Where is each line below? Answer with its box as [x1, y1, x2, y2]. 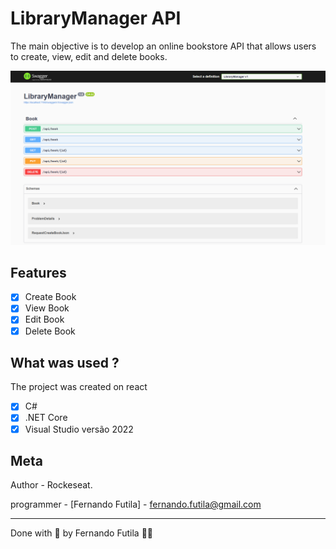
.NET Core [24, 412, 68, 424]
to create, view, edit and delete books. [10, 50, 168, 62]
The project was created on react [10, 381, 148, 393]
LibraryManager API [10, 7, 182, 30]
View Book [24, 302, 70, 314]
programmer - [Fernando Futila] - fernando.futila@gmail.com [10, 498, 262, 511]
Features [10, 264, 67, 281]
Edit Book [24, 313, 65, 326]
